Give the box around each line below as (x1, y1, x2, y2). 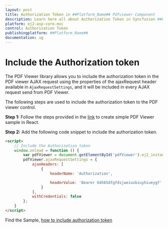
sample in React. (5, 119, 39, 125)
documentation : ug (5, 35, 43, 40)
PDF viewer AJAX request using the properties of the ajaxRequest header (5, 78, 156, 84)
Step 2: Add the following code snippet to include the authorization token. (5, 128, 157, 135)
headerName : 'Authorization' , (49, 171, 113, 176)
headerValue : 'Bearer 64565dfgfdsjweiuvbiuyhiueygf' (49, 180, 162, 185)
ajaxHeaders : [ (31, 162, 64, 167)
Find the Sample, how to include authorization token (5, 217, 112, 223)
